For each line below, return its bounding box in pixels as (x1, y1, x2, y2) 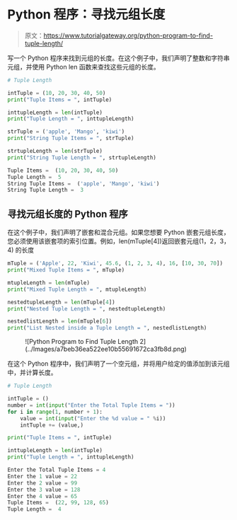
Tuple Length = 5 (7, 173, 62, 180)
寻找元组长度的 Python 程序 (7, 208, 129, 220)
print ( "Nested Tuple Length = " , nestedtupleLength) (7, 305, 166, 312)
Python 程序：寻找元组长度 (7, 6, 166, 23)
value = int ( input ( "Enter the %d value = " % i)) (20, 415, 166, 422)
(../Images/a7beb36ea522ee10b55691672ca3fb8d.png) (25, 345, 187, 354)
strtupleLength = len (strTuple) (7, 148, 103, 155)
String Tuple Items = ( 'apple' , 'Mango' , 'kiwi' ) (7, 180, 160, 187)
